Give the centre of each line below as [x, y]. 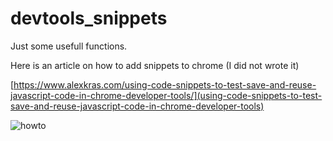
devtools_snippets [89, 18]
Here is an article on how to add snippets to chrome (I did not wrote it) [155, 65]
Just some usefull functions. [69, 46]
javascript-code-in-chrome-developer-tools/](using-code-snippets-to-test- [166, 95]
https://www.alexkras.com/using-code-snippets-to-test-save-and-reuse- [165, 84]
